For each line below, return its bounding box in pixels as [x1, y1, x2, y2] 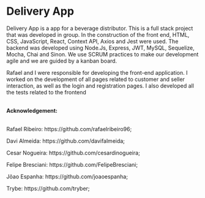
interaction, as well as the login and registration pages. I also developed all [6, 82, 195, 89]
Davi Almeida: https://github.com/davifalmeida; [6, 137, 125, 145]
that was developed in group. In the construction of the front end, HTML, [6, 31, 190, 38]
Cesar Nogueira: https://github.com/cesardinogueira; [6, 149, 141, 156]
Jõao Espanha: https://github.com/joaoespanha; [6, 173, 129, 180]
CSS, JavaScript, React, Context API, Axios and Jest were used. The [6, 37, 179, 45]
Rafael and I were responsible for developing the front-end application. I [6, 69, 188, 76]
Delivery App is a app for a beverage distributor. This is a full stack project [6, 25, 193, 32]
